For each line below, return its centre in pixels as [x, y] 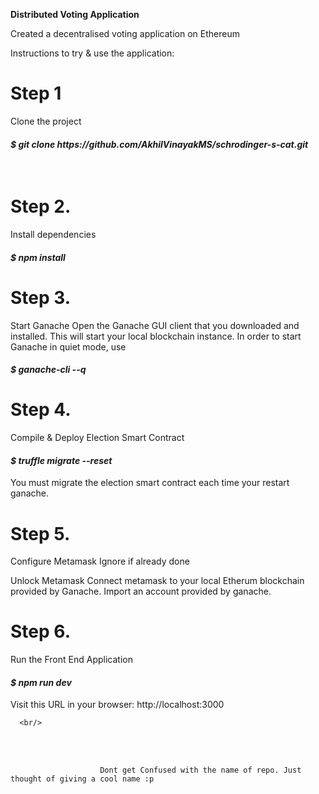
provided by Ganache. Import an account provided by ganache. [141, 591]
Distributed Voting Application [75, 14]
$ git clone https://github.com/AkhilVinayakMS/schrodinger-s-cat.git [159, 144]
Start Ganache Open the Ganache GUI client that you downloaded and [155, 325]
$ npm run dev [41, 682]
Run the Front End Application [71, 660]
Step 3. [41, 297]
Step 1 [36, 93]
